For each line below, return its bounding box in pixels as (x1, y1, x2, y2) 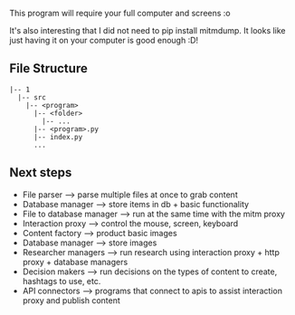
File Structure (9, 61, 88, 76)
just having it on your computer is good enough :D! (9, 35, 199, 45)
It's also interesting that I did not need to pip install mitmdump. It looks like (9, 25, 287, 35)
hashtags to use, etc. (22, 275, 101, 286)
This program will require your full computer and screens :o (9, 8, 231, 18)
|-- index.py (33, 132, 83, 141)
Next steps (9, 165, 72, 180)
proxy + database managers (22, 256, 128, 267)
